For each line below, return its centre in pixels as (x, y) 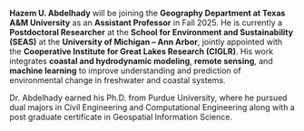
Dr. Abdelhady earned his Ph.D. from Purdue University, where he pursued (148, 98)
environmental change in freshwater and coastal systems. (118, 80)
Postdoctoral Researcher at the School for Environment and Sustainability (151, 32)
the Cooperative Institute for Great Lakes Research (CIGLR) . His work (142, 51)
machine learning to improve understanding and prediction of (126, 70)
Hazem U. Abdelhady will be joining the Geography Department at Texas (147, 13)
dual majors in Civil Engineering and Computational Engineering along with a (152, 107)
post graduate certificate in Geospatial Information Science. (121, 117)
